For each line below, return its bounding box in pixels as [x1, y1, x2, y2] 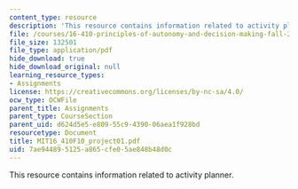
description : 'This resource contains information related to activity [9, 21, 279, 30]
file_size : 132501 [9, 37, 77, 47]
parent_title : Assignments [9, 104, 109, 113]
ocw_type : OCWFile [9, 95, 77, 105]
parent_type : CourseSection [9, 112, 114, 121]
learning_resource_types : [9, 71, 105, 80]
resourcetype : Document [9, 129, 98, 138]
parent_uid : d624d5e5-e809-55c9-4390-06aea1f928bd [9, 121, 200, 130]
